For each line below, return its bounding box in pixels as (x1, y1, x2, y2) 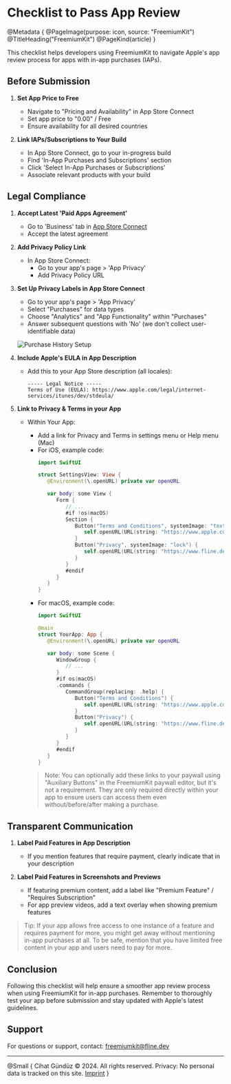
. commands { (56, 682, 91, 689)
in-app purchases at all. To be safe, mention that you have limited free (23, 936, 223, 945)
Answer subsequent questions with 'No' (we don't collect (27, 319, 190, 328)
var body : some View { (47, 491, 112, 498)
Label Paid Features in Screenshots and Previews (16, 873, 162, 881)
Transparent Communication (7, 820, 133, 832)
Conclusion (7, 963, 58, 975)
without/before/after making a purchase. (44, 801, 159, 809)
